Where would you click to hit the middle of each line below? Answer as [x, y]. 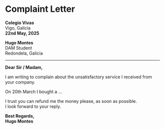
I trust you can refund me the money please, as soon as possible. [71, 101]
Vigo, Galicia [18, 28]
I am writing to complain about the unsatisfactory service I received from [79, 77]
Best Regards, [20, 116]
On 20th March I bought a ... [34, 92]
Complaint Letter [40, 9]
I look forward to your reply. [33, 106]
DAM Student [19, 48]
